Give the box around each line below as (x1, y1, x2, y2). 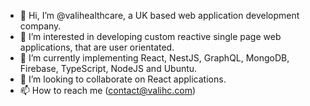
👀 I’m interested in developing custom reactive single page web (19, 31, 282, 42)
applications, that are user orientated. (19, 41, 175, 53)
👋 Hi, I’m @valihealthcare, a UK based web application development (19, 10, 300, 21)
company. (19, 20, 62, 32)
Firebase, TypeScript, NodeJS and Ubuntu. (19, 63, 198, 74)
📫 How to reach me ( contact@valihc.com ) (19, 85, 197, 96)
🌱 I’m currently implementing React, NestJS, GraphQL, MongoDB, (19, 52, 290, 64)
